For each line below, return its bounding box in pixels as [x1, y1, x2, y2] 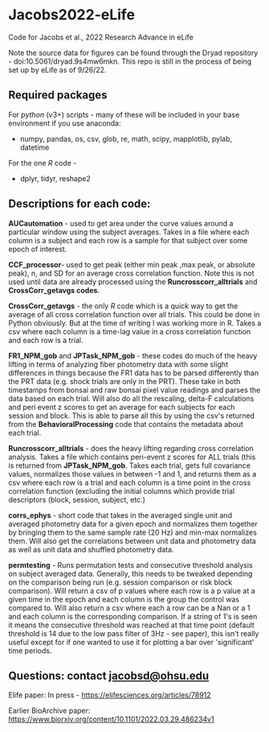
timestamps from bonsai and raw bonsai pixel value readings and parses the [8, 385, 261, 395]
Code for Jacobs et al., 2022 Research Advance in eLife [8, 32, 194, 42]
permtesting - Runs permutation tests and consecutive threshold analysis [8, 560, 253, 569]
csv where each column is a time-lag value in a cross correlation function [8, 326, 251, 336]
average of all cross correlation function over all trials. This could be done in [8, 309, 260, 319]
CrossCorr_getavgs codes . [8, 285, 100, 295]
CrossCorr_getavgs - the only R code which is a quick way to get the [8, 300, 238, 311]
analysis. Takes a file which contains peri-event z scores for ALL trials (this [8, 452, 256, 461]
